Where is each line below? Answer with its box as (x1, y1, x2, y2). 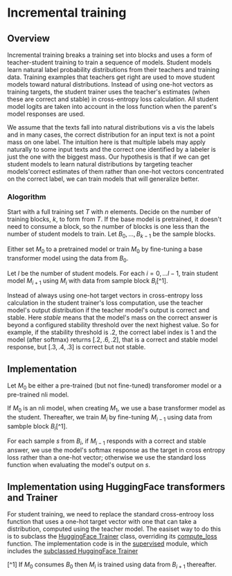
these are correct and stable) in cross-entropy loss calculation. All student (7, 95, 219, 103)
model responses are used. (7, 110, 85, 118)
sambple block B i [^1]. (7, 421, 68, 432)
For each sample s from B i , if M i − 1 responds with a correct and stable (7, 437, 206, 447)
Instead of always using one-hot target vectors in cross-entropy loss (7, 291, 203, 299)
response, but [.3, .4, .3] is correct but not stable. (7, 343, 146, 351)
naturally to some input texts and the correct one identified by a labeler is (7, 146, 216, 153)
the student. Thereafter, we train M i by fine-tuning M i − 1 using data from (7, 412, 213, 423)
